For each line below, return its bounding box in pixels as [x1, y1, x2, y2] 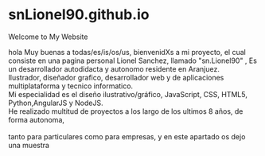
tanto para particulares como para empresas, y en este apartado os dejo [8, 131, 246, 141]
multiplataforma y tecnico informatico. [8, 81, 134, 91]
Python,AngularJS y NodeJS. [8, 98, 103, 107]
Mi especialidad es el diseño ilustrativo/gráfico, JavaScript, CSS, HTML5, [8, 89, 248, 99]
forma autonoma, [8, 115, 65, 124]
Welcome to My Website [8, 32, 88, 41]
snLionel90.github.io [8, 6, 150, 24]
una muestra [8, 140, 50, 150]
